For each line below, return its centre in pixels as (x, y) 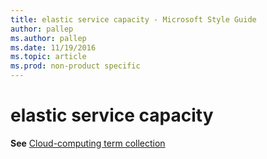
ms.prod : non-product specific (75, 66)
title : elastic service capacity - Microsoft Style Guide (133, 19)
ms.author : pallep (48, 38)
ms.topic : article (48, 57)
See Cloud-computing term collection (88, 143)
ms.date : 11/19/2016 (53, 47)
